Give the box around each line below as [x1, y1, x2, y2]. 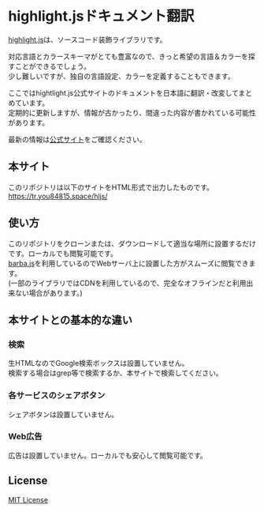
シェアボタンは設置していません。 [8, 409, 119, 419]
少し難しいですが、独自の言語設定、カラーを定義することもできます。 [8, 71, 235, 81]
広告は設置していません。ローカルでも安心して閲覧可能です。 [8, 450, 207, 460]
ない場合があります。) [14, 288, 83, 297]
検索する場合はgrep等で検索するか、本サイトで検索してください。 [8, 368, 223, 378]
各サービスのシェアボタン [8, 390, 106, 401]
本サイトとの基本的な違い [8, 313, 132, 326]
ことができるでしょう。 [14, 61, 91, 71]
